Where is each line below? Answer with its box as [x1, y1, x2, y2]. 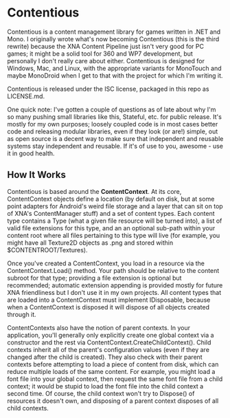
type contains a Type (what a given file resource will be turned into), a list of [7, 217, 222, 225]
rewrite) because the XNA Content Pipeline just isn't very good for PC [7, 42, 205, 50]
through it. [7, 310, 36, 318]
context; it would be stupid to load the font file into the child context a [7, 382, 204, 390]
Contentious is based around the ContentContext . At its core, [7, 187, 182, 195]
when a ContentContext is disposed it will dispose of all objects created [7, 302, 210, 311]
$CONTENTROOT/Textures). [7, 245, 88, 254]
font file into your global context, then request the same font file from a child [7, 375, 223, 383]
